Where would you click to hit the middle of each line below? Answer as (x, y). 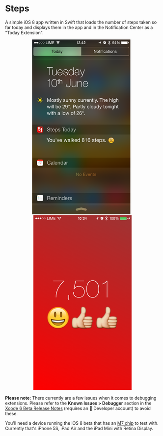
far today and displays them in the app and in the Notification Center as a (79, 27)
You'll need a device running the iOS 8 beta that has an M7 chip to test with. (82, 423)
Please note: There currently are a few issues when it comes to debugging (81, 398)
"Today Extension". (24, 32)
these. (12, 413)
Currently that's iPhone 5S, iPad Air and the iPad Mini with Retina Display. (79, 428)
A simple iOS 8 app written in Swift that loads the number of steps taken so (81, 22)
